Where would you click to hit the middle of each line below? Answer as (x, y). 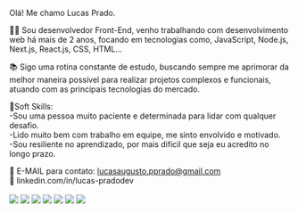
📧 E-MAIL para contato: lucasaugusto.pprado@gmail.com (115, 171)
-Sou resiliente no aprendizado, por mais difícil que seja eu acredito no (139, 144)
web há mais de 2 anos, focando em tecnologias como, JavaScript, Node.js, (149, 40)
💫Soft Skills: (31, 106)
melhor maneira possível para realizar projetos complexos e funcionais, (141, 80)
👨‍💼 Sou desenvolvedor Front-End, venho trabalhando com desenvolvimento (149, 30)
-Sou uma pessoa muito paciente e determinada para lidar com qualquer (143, 116)
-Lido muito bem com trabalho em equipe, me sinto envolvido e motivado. (145, 135)
